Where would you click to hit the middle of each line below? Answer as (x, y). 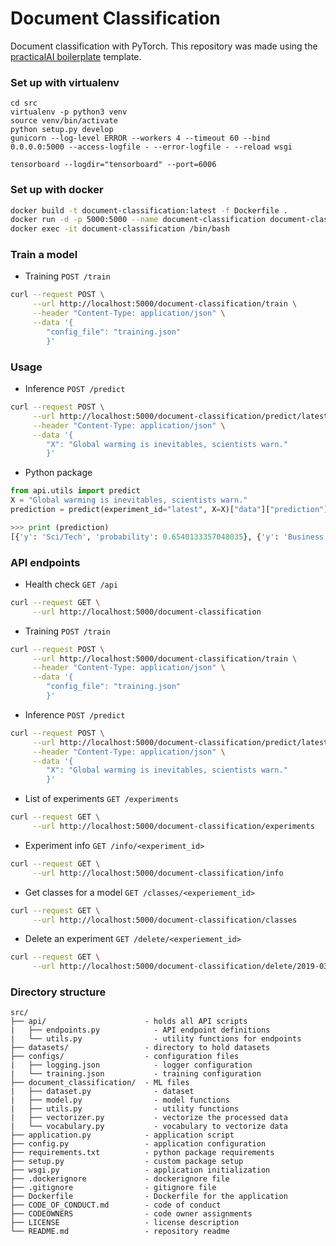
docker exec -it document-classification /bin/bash (120, 229)
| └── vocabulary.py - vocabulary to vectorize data (149, 1127)
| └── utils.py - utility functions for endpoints (156, 1039)
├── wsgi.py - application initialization (140, 1170)
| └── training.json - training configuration (136, 1074)
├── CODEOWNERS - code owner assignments (131, 1214)
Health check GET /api (71, 584)
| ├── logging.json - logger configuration (131, 1065)
